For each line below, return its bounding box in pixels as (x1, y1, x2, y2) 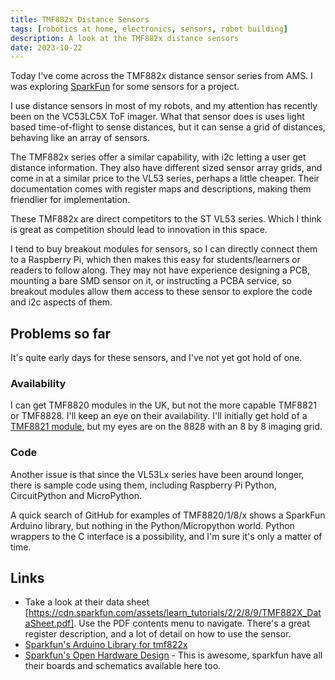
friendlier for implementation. (10, 194, 131, 206)
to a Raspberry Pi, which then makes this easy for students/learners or (10, 254, 301, 266)
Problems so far (10, 325, 112, 342)
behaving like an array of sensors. (10, 132, 150, 144)
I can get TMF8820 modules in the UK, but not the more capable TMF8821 (10, 399, 317, 411)
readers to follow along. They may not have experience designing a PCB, (10, 264, 311, 276)
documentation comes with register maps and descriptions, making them (10, 183, 312, 195)
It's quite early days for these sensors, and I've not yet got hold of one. (10, 352, 303, 364)
